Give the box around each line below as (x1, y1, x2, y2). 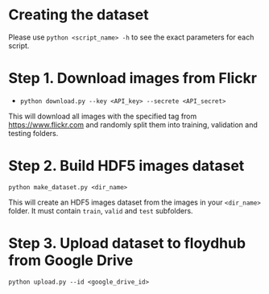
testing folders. (8, 128, 59, 138)
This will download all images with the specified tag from (8, 111, 197, 121)
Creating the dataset (8, 6, 149, 24)
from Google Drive (8, 251, 134, 269)
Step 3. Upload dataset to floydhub (8, 234, 246, 252)
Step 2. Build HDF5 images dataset (8, 157, 245, 175)
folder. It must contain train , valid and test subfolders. (8, 205, 193, 215)
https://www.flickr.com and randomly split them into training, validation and (8, 119, 258, 130)
